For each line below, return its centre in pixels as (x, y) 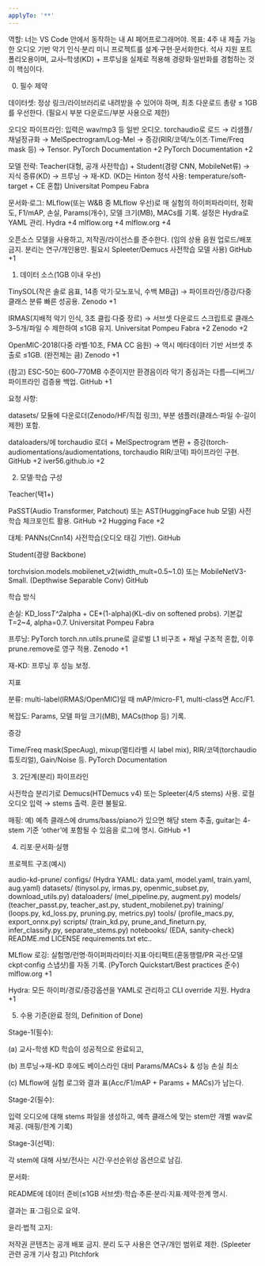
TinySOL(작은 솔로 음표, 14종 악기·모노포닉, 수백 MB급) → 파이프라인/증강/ (124, 291)
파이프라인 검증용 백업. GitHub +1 (60, 381)
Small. (18, 580)
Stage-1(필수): (31, 1032)
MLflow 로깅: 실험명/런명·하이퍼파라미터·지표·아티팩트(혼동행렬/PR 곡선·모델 (126, 954)
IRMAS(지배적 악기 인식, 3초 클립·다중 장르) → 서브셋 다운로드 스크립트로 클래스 (131, 318)
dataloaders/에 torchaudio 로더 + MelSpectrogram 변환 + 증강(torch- (119, 442)
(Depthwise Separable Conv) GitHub (89, 580)
